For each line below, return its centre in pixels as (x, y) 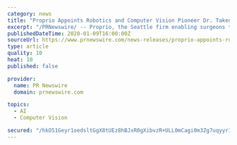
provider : (22, 79)
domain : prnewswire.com (48, 92)
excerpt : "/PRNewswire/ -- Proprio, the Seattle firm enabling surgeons (116, 27)
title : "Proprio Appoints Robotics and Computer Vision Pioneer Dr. (110, 20)
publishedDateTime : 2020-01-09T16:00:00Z (69, 33)
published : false (33, 66)
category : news (30, 14)
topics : (19, 105)
